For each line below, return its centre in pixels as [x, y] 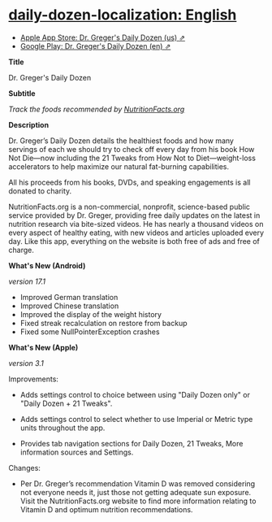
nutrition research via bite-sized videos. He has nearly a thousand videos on [136, 224]
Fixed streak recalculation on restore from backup [104, 323]
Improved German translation [69, 297]
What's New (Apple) [43, 347]
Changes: [24, 468]
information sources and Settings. [77, 452]
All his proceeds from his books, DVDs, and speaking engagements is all [130, 182]
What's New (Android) [47, 265]
